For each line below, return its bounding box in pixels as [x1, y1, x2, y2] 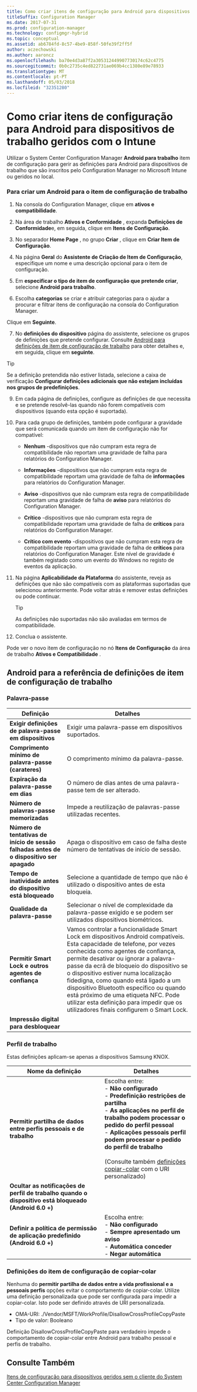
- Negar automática [104, 1250, 161, 1258]
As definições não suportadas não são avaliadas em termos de [15, 615, 167, 623]
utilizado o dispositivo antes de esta [67, 880, 165, 888]
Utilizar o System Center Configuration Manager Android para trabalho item [6, 154, 191, 161]
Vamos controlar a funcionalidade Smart [67, 925, 178, 933]
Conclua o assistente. [15, 633, 68, 640]
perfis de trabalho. [6, 1340, 51, 1347]
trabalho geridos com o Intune [6, 135, 156, 148]
